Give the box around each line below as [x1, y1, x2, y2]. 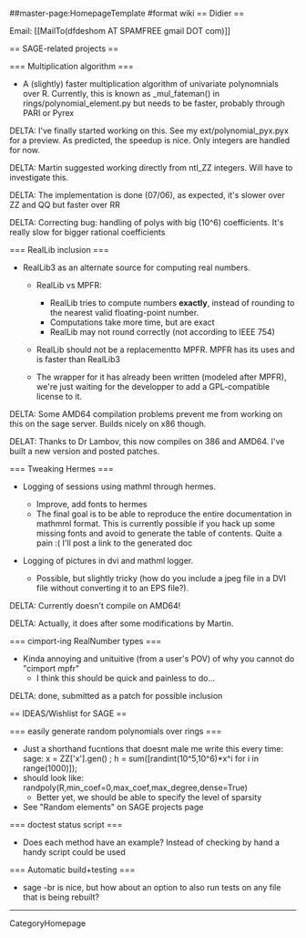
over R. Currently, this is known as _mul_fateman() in [22, 89, 220, 99]
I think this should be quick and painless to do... [36, 672, 216, 683]
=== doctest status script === [9, 819, 123, 829]
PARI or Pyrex [22, 108, 75, 118]
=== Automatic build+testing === [9, 864, 136, 875]
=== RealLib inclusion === [9, 245, 109, 255]
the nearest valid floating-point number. [49, 307, 199, 318]
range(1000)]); [22, 763, 77, 774]
